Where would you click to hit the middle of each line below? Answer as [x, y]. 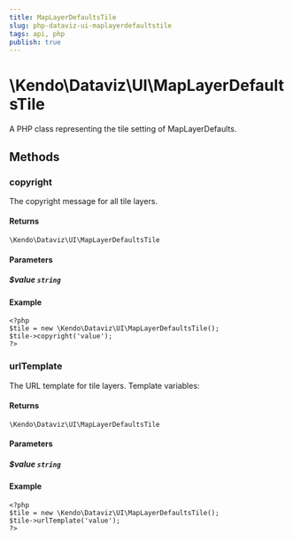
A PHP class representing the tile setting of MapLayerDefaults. [123, 129]
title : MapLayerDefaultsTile [63, 17]
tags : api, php [37, 34]
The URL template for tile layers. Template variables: [104, 385]
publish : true [35, 42]
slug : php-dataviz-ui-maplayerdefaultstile [91, 26]
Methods [35, 157]
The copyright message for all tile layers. [83, 201]
